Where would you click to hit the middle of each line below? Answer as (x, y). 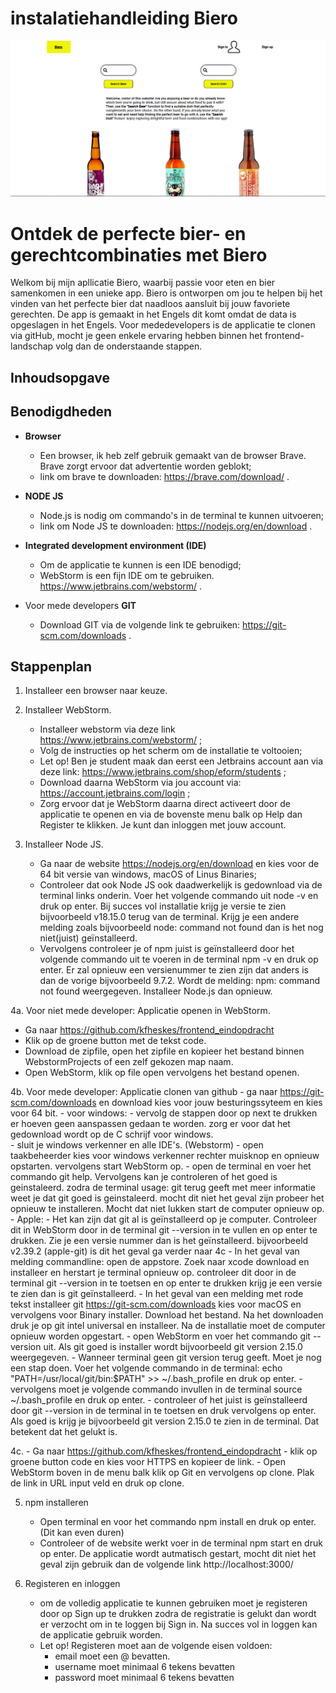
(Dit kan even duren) (82, 1533)
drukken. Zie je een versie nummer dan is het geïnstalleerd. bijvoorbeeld (159, 1241)
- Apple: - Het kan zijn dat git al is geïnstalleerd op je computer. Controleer (164, 1219)
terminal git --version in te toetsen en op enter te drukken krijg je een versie (166, 1283)
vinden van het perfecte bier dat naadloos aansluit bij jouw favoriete (150, 304)
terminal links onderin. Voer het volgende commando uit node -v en (179, 896)
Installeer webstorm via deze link (107, 729)
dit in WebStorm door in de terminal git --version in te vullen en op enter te (164, 1230)
